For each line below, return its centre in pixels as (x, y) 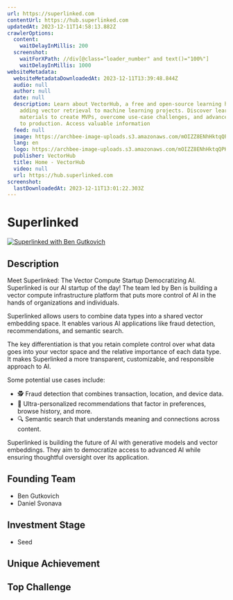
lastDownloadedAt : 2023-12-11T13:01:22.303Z (79, 188)
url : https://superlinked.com (51, 14)
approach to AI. (29, 366)
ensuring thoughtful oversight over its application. (78, 457)
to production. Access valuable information (85, 123)
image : (23, 136)
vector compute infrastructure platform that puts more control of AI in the (112, 295)
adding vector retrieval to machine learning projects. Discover (116, 111)
